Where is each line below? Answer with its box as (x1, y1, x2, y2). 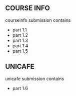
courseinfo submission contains (5, 17, 71, 23)
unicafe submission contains (5, 76, 64, 82)
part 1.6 (12, 85, 28, 91)
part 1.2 (12, 32, 28, 38)
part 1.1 (12, 27, 27, 33)
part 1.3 (12, 37, 28, 43)
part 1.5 (12, 48, 28, 54)
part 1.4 (12, 42, 28, 49)
